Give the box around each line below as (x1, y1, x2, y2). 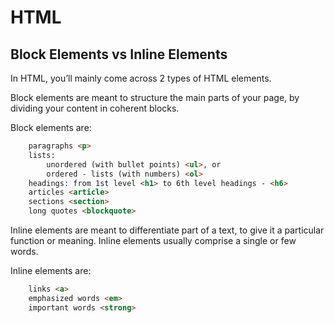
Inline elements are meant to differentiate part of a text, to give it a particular (10, 224, 325, 236)
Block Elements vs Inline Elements (10, 46, 228, 63)
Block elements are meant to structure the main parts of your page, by (10, 92, 300, 103)
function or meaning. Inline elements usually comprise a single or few (10, 235, 297, 246)
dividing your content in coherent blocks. (10, 102, 180, 114)
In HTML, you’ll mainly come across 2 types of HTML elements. (10, 72, 272, 84)
